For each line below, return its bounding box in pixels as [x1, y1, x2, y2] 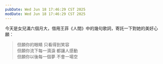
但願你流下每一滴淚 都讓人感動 [16, 48, 78, 53]
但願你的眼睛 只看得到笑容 [16, 41, 69, 47]
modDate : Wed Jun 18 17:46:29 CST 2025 [5, 12, 86, 16]
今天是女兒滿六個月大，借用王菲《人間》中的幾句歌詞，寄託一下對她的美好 [5, 25, 154, 31]
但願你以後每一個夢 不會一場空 [16, 53, 78, 59]
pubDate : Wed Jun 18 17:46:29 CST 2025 [5, 7, 86, 12]
